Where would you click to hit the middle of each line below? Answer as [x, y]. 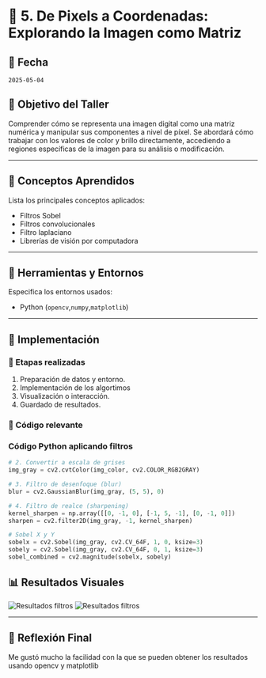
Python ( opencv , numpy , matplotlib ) [74, 307]
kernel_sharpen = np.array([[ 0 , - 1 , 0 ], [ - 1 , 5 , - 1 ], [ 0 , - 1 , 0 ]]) [122, 513]
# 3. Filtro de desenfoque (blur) [65, 485]
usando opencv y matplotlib [53, 665]
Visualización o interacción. [65, 396]
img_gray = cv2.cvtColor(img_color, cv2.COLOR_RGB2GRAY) [104, 470]
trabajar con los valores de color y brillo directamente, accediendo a [120, 140]
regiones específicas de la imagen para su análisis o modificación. [116, 149]
